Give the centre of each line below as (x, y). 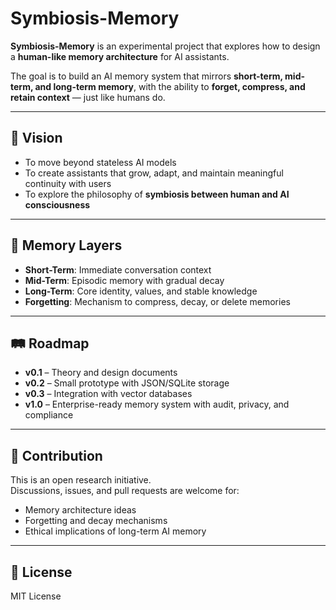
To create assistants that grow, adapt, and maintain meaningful (154, 173)
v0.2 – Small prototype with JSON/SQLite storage (127, 383)
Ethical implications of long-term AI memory (115, 531)
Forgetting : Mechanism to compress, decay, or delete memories (157, 301)
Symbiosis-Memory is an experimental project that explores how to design (165, 46)
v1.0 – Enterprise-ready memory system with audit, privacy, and (157, 404)
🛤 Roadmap (50, 343)
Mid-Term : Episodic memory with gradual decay (124, 280)
